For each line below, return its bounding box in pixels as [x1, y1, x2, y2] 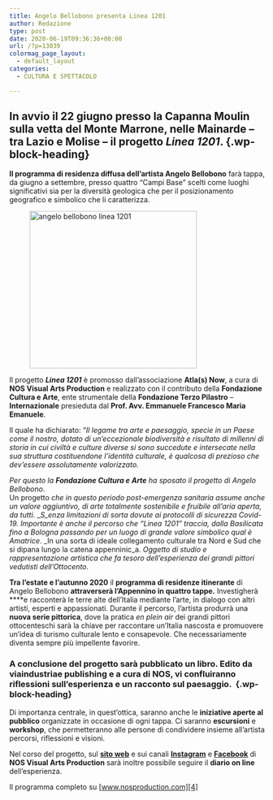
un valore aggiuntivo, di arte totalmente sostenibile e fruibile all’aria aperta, [9, 501, 262, 512]
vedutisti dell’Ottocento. [9, 562, 89, 572]
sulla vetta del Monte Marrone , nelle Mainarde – [9, 123, 255, 136]
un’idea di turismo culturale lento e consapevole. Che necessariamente [9, 629, 247, 639]
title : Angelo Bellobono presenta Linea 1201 [9, 11, 166, 20]
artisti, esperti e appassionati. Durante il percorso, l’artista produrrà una [9, 603, 249, 613]
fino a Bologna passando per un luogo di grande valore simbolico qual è [9, 527, 253, 537]
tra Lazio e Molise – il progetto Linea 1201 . [9, 135, 224, 149]
